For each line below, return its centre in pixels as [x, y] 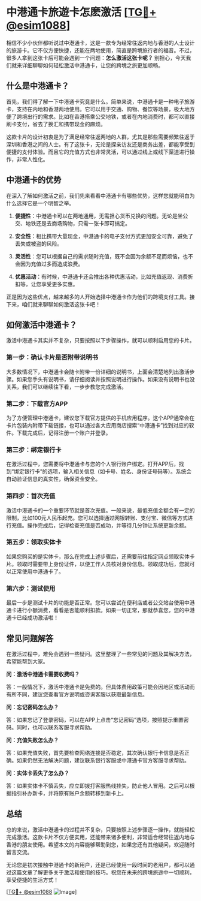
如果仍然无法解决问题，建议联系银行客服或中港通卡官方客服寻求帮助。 [103, 760]
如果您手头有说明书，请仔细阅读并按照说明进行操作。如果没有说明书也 [103, 379]
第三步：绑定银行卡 [34, 450]
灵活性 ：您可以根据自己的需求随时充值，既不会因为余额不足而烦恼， [99, 256]
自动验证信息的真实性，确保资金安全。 [53, 479]
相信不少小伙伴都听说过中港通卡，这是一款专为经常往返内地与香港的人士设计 [100, 43]
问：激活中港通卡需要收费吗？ [43, 674]
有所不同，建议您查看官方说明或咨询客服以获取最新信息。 [77, 694]
